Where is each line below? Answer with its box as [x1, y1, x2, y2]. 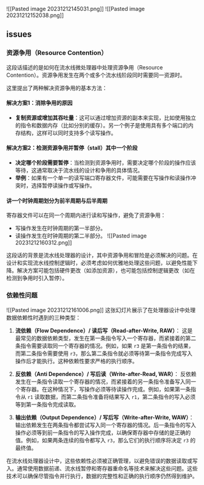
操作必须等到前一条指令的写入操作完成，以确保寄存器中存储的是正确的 [15, 429, 191, 436]
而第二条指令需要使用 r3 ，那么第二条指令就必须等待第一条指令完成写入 [15, 350, 193, 357]
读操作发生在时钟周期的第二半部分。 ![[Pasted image [15, 232, 147, 239]
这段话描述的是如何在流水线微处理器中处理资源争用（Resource [6, 63, 163, 71]
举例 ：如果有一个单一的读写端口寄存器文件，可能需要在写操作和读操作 [15, 174, 191, 182]
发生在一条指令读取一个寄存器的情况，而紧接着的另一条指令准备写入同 [15, 378, 191, 385]
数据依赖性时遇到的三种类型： [6, 314, 81, 321]
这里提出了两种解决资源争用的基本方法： [6, 84, 107, 91]
